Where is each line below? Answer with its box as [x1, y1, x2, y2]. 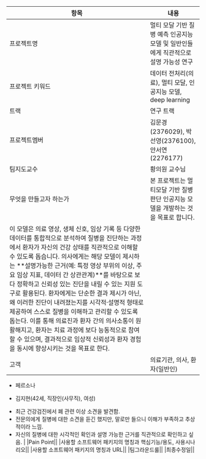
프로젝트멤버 [9, 136, 44, 144]
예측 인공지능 [157, 30, 193, 39]
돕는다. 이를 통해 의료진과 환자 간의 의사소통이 [9, 317, 134, 325]
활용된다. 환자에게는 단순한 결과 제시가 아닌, [22, 289, 142, 297]
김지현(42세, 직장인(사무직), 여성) [15, 395, 96, 402]
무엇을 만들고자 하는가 [9, 195, 69, 203]
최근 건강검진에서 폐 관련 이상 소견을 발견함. [15, 408, 121, 415]
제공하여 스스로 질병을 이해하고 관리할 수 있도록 [9, 308, 138, 316]
